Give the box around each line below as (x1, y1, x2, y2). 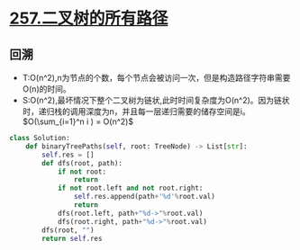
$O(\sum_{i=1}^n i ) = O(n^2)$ (22, 116, 133, 127)
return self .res (41, 234, 103, 243)
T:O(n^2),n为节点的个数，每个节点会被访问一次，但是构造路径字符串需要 (22, 73, 291, 83)
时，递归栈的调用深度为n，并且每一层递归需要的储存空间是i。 (22, 106, 250, 117)
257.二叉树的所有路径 (9, 8, 168, 29)
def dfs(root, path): (41, 158, 123, 167)
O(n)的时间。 (22, 84, 71, 94)
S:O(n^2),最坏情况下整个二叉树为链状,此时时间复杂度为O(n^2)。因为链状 (22, 95, 290, 105)
